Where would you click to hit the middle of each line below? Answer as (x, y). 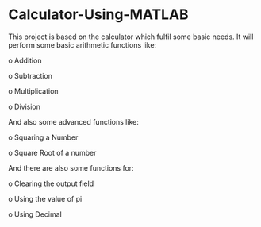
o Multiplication (33, 91)
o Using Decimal (35, 214)
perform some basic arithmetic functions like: (83, 44)
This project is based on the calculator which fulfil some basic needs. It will (131, 37)
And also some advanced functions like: (73, 121)
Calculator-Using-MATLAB (98, 15)
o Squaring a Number (43, 137)
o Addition (25, 60)
